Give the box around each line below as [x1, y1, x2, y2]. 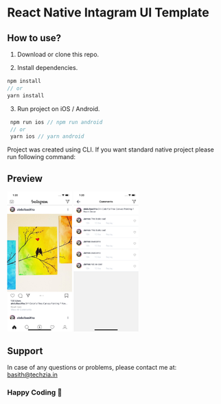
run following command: [7, 153, 76, 161]
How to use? [7, 32, 62, 44]
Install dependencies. [16, 64, 78, 71]
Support [7, 345, 43, 357]
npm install [7, 78, 41, 84]
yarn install [7, 92, 45, 99]
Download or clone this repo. [16, 50, 100, 58]
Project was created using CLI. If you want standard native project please [7, 145, 215, 154]
